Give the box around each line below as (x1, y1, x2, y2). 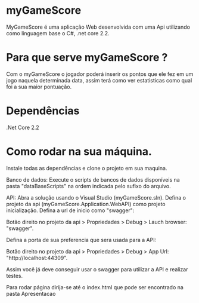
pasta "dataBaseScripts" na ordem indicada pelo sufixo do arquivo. (6, 182, 171, 189)
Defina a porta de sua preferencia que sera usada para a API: (6, 236, 157, 243)
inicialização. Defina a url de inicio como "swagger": (6, 207, 135, 214)
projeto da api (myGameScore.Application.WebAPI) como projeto (6, 200, 166, 207)
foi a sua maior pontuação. (6, 83, 72, 90)
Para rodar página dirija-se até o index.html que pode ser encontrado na (6, 283, 184, 290)
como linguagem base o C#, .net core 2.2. (6, 29, 110, 36)
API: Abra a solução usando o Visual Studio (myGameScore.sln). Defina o (6, 194, 186, 201)
